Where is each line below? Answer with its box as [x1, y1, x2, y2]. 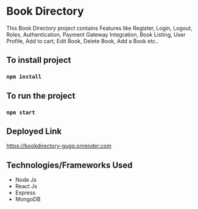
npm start [6, 108, 35, 116]
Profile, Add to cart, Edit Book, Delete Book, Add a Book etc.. [6, 37, 159, 44]
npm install [6, 73, 42, 80]
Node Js [15, 176, 37, 183]
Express [15, 189, 36, 196]
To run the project [6, 90, 76, 101]
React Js [15, 183, 38, 190]
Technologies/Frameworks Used [6, 160, 133, 170]
